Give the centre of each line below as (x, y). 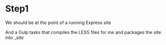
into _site (15, 37)
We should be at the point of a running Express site (58, 22)
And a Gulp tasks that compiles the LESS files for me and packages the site (83, 32)
